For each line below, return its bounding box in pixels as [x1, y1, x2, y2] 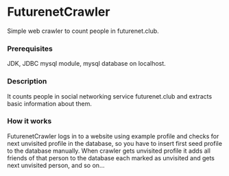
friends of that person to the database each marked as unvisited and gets [7, 153, 215, 162]
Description [7, 77, 47, 86]
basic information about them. [7, 99, 93, 108]
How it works [7, 116, 52, 126]
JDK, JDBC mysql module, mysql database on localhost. [7, 60, 166, 68]
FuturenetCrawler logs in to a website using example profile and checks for [7, 131, 219, 140]
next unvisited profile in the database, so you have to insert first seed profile [7, 139, 223, 147]
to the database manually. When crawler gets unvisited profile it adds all [7, 147, 211, 155]
